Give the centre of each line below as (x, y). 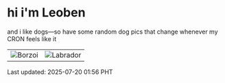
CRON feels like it (32, 38)
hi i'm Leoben (46, 13)
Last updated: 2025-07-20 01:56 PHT (60, 72)
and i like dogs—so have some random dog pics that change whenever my (113, 32)
